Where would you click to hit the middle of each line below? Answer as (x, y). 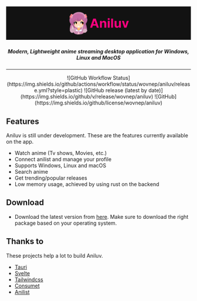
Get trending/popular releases (51, 178)
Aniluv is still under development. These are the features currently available (97, 135)
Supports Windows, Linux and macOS (60, 165)
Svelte (22, 273)
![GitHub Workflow (89, 78)
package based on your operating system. (66, 223)
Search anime (31, 171)
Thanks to (25, 241)
